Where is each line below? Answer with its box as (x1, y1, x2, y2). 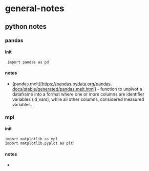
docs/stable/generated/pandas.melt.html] (12, 86, 96, 92)
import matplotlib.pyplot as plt (5, 141, 73, 146)
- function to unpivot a (97, 86, 143, 92)
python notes (5, 22, 47, 31)
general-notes (5, 3, 64, 14)
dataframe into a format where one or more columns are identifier (12, 91, 145, 97)
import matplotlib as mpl (5, 137, 58, 142)
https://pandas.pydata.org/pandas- (42, 81, 113, 87)
